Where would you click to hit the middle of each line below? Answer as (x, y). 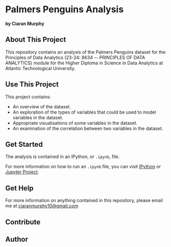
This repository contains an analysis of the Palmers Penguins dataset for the (86, 52)
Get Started (24, 144)
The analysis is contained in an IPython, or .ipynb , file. (63, 156)
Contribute (23, 222)
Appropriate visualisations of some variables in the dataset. (75, 123)
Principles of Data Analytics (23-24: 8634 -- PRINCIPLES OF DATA (75, 57)
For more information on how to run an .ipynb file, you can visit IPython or (83, 167)
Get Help (20, 188)
